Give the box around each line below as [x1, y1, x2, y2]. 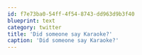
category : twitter [7, 24, 62, 31]
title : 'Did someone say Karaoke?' [7, 30, 113, 38]
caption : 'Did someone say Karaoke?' [7, 37, 119, 44]
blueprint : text [7, 17, 55, 24]
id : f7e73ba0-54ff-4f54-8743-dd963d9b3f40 [7, 10, 135, 18]
